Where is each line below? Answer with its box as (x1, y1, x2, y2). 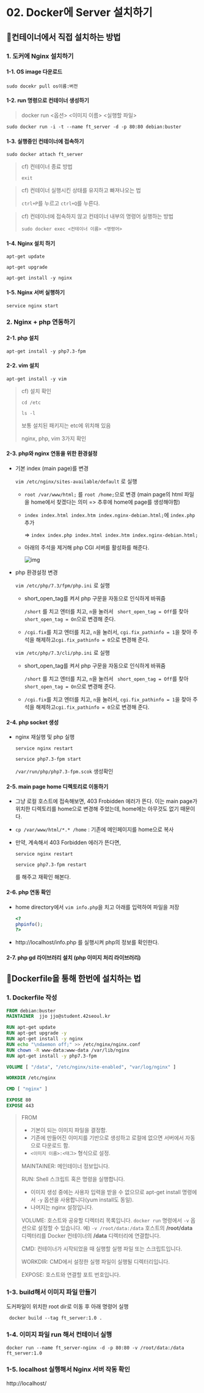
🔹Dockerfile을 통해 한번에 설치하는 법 (6, 974, 142, 984)
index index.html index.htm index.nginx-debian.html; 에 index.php (24, 512, 195, 519)
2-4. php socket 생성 (6, 719, 59, 726)
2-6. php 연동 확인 (6, 889, 51, 896)
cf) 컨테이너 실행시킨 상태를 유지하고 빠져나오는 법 (21, 187, 142, 194)
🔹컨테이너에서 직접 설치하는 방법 (6, 32, 121, 42)
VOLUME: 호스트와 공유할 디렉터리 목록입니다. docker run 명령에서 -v (21, 1216, 189, 1224)
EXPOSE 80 (6, 1097, 32, 1104)
